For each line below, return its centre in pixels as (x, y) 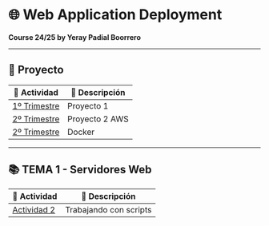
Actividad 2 (34, 209)
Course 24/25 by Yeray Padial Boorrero (75, 37)
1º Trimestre (36, 105)
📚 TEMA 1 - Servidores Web (80, 170)
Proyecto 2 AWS (98, 119)
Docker (81, 132)
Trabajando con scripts (108, 209)
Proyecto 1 (88, 105)
